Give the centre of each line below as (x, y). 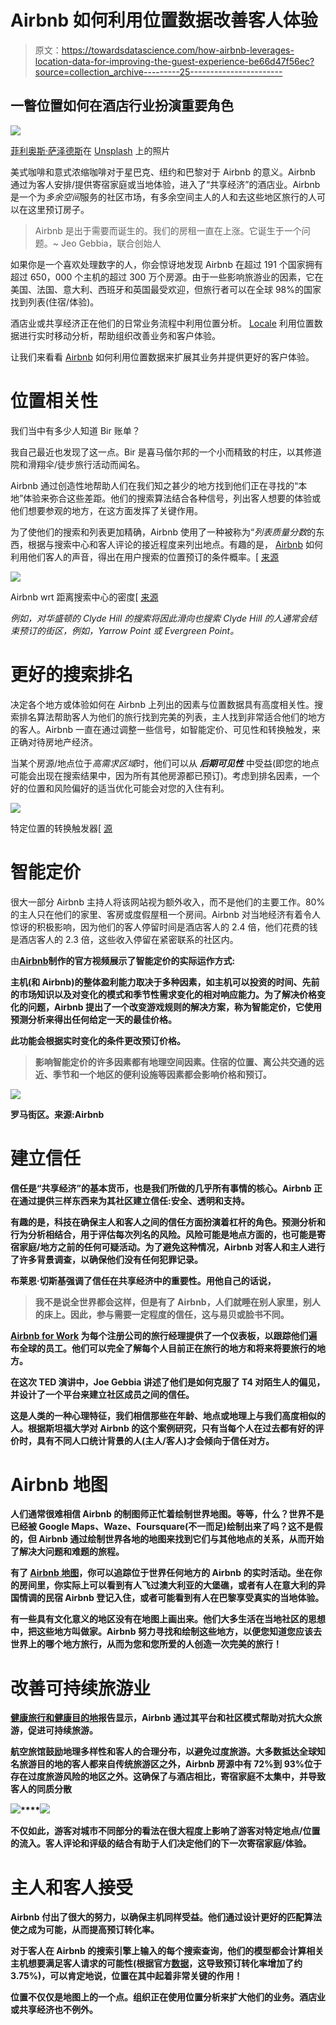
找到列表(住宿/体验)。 (55, 302)
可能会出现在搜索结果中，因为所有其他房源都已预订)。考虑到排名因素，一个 (165, 775)
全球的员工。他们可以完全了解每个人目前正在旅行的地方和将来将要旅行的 (167, 1348)
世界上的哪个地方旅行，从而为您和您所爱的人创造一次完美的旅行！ (146, 1644)
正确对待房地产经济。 (54, 742)
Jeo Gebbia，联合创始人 (111, 243)
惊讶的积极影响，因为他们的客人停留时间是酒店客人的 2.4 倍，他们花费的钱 (164, 927)
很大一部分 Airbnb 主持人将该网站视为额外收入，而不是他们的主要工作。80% (168, 902)
